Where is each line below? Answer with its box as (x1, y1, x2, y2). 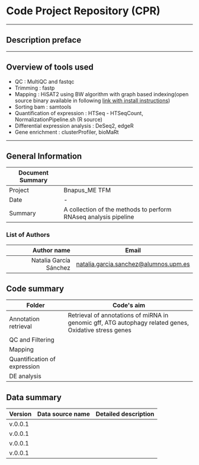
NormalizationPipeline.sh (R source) (14, 116, 102, 123)
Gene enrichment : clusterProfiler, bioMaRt (14, 128, 119, 135)
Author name (32, 246, 71, 254)
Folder (26, 301, 45, 309)
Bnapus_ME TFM (63, 186, 111, 194)
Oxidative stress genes (68, 326, 132, 334)
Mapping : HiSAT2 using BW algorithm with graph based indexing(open (14, 90, 189, 97)
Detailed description (95, 410, 155, 418)
